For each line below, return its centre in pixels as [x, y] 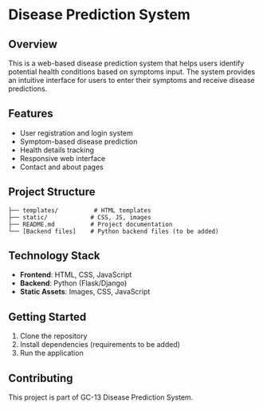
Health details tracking [57, 150]
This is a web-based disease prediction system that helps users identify [126, 63]
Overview [33, 44]
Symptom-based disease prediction [79, 141]
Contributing [41, 378]
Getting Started [47, 317]
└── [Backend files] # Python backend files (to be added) [114, 231]
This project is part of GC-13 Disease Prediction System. [101, 397]
